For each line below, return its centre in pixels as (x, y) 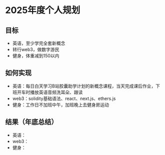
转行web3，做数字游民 (36, 49)
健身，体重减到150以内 (36, 56)
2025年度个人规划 (43, 10)
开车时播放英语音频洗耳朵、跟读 (50, 92)
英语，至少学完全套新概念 (39, 43)
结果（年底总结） (31, 122)
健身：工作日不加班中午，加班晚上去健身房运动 (60, 104)
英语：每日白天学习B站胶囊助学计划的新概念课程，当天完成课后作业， (84, 86)
